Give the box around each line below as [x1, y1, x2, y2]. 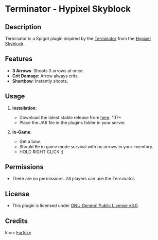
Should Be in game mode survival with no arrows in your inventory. [19, 143, 154, 149]
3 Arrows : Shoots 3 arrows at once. [12, 68, 84, 73]
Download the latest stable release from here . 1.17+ [19, 114, 122, 120]
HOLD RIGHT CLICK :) [19, 149, 64, 154]
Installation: [12, 105, 37, 111]
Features [5, 55, 33, 63]
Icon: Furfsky [5, 230, 32, 236]
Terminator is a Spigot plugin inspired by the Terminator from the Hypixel [5, 35, 151, 41]
